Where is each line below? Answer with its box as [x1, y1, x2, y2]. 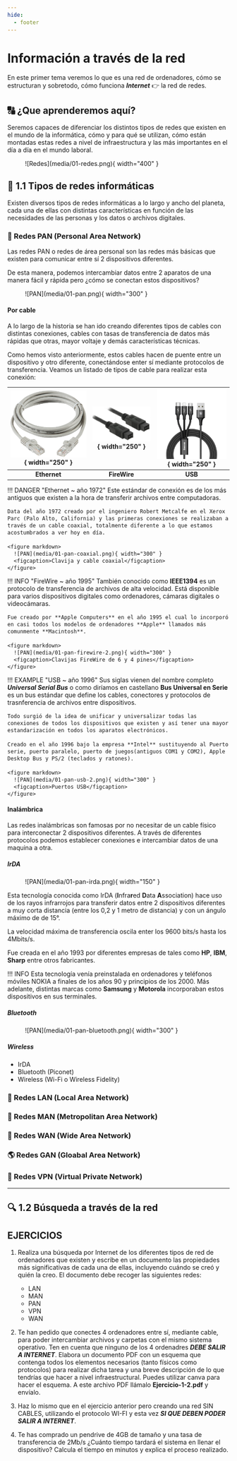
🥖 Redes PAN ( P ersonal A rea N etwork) [7, 231, 141, 241]
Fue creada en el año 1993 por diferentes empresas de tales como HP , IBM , [7, 948, 227, 957]
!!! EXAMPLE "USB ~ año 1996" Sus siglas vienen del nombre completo [7, 675, 214, 684]
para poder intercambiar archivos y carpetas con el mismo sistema [17, 1335, 212, 1344]
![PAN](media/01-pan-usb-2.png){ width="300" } [13, 776, 157, 783]
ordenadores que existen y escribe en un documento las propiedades [17, 1256, 220, 1264]
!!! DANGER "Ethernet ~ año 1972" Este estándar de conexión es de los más [7, 486, 227, 494]
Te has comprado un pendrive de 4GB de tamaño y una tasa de [17, 1431, 202, 1439]
